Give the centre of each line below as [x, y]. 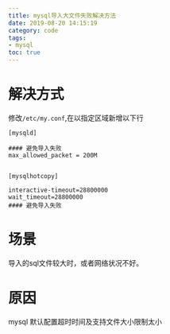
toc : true [25, 52]
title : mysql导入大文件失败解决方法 [62, 16]
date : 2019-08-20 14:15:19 [53, 23]
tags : [17, 38]
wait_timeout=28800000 [46, 197]
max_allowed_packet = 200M [53, 155]
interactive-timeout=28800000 [58, 190]
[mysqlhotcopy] [33, 176]
